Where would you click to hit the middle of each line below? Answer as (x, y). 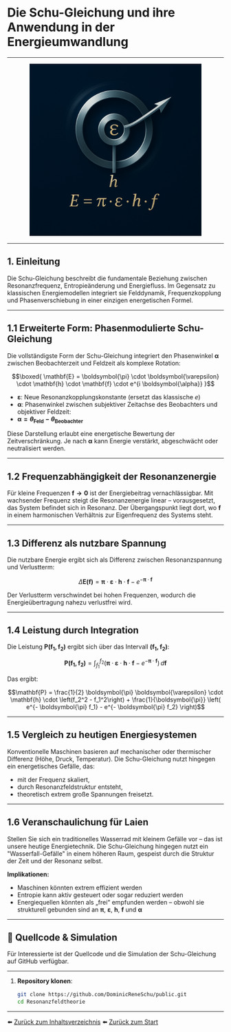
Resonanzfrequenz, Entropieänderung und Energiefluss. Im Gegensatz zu (111, 285)
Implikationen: (28, 874)
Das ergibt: (23, 679)
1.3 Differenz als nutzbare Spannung (87, 543)
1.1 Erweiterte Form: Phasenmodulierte (91, 328)
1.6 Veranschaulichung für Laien (78, 822)
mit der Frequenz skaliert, (53, 779)
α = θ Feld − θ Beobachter (50, 420)
